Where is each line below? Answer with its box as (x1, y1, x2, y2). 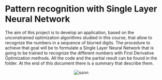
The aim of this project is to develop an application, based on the (5, 29, 134, 35)
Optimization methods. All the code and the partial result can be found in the (5, 55, 157, 61)
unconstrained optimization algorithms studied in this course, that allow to (5, 35, 152, 40)
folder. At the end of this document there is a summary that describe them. (5, 60, 154, 66)
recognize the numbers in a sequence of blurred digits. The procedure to (5, 40, 151, 45)
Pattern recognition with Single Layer (5, 3, 157, 14)
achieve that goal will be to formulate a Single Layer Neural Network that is (5, 45, 154, 51)
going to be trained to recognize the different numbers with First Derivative (5, 50, 154, 56)
